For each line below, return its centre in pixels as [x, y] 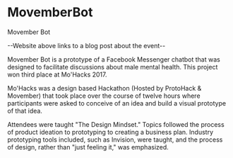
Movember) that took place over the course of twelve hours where [104, 96]
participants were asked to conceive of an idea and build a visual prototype [117, 103]
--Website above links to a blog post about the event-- [86, 45]
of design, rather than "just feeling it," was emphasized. [88, 147]
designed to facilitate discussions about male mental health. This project [113, 67]
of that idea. [25, 111]
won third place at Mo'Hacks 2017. [57, 74]
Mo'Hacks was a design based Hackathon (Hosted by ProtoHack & [104, 88]
